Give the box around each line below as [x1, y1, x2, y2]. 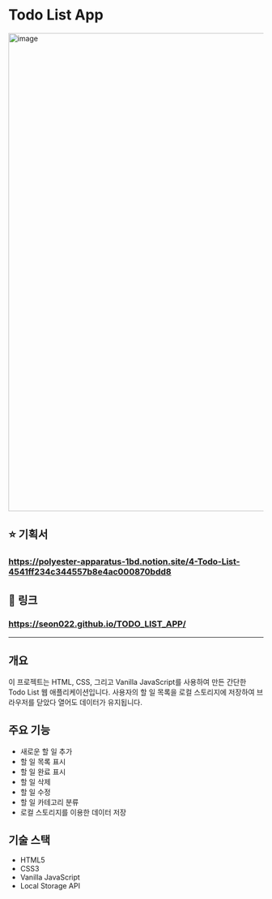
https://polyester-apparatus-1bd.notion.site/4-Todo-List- [8, 556, 240, 567]
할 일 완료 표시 [19, 767, 66, 776]
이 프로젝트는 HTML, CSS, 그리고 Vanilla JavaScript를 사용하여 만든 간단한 [8, 677, 247, 686]
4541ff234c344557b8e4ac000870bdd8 [8, 566, 172, 578]
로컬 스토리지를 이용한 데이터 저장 [19, 807, 127, 817]
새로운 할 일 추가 [19, 746, 73, 756]
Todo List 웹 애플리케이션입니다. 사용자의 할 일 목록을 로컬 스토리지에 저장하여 [8, 687, 255, 697]
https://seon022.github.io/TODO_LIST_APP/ [8, 618, 186, 630]
